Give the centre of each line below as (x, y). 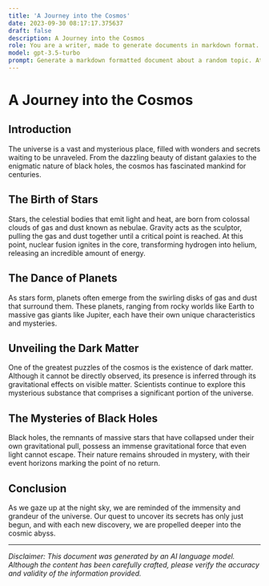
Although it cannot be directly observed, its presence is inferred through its (132, 376)
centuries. (25, 174)
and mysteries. (33, 323)
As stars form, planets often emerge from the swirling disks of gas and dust (133, 297)
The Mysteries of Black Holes (83, 418)
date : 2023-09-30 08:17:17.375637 (66, 23)
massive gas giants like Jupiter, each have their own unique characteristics (132, 314)
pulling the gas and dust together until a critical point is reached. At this (126, 236)
